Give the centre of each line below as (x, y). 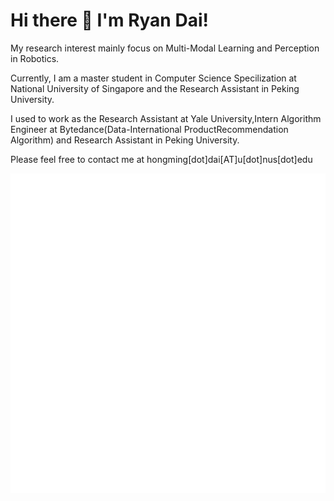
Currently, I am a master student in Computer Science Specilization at (153, 78)
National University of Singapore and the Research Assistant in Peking (155, 88)
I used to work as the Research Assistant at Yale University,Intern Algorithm (166, 118)
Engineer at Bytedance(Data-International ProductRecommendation (149, 129)
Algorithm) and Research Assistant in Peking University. (125, 140)
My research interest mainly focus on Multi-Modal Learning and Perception (165, 48)
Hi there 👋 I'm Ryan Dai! (109, 20)
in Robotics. (35, 58)
